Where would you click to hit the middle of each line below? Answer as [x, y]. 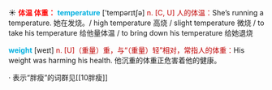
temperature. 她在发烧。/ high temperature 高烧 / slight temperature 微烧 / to [136, 23]
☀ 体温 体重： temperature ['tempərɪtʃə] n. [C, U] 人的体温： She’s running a [136, 13]
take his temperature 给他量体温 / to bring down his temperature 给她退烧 [131, 33]
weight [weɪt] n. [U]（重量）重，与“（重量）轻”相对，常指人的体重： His [127, 50]
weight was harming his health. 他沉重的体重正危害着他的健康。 [115, 60]
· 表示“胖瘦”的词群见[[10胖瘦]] [58, 77]
